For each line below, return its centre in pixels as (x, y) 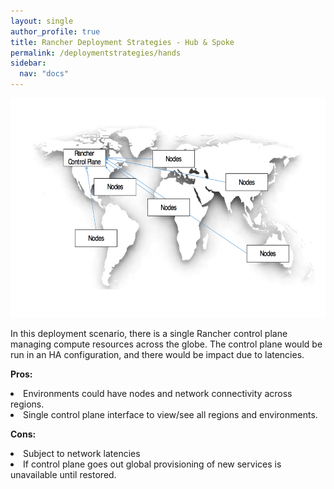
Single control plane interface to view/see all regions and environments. (170, 414)
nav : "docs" (44, 74)
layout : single (42, 21)
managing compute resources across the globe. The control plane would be (166, 344)
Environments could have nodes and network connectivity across (158, 393)
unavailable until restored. (63, 474)
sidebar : (28, 63)
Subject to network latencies (82, 453)
